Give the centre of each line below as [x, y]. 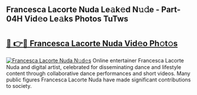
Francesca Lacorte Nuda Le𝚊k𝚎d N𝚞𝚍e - [83, 10]
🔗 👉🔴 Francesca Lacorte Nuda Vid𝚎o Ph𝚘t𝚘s [92, 43]
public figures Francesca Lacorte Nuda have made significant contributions [98, 80]
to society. [19, 86]
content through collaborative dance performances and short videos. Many [98, 73]
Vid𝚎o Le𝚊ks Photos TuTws [76, 19]
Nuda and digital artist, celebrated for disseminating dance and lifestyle [94, 67]
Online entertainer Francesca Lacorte [138, 60]
